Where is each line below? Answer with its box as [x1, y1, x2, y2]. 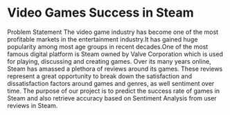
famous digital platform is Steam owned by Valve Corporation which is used [7, 50, 224, 58]
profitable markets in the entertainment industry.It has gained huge [7, 35, 198, 43]
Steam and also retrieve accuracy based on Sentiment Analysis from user [7, 94, 217, 102]
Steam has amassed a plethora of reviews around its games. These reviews [7, 64, 223, 73]
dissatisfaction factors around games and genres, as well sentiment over [7, 79, 215, 87]
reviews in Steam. [7, 101, 58, 109]
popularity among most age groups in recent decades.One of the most [7, 42, 209, 51]
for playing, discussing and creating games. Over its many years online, [7, 57, 211, 65]
